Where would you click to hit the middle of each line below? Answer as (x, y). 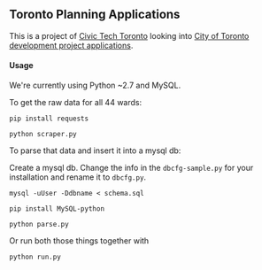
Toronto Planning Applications (95, 15)
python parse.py (39, 225)
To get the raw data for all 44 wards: (76, 103)
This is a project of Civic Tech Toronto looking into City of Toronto (129, 35)
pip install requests (49, 119)
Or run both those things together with (79, 241)
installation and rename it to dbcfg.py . (78, 177)
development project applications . (71, 45)
